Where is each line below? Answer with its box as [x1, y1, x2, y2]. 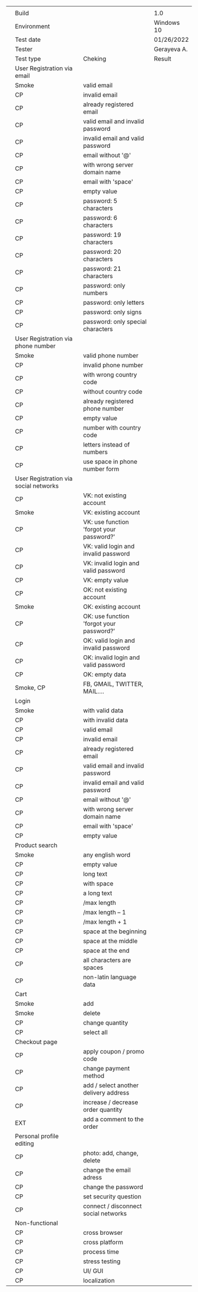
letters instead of [82, 441, 130, 448]
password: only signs [82, 308, 142, 316]
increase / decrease [82, 1098, 138, 1106]
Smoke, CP [15, 683, 46, 692]
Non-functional [15, 1219, 58, 1227]
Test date [15, 35, 41, 44]
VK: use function [82, 518, 129, 526]
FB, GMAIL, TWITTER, [82, 680, 144, 688]
